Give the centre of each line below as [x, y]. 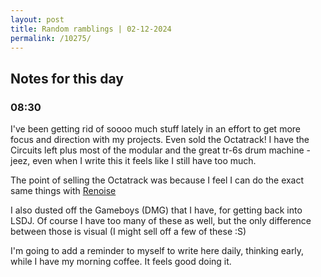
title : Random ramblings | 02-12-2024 [91, 29]
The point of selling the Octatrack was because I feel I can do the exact [157, 180]
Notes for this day [67, 78]
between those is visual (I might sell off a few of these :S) [128, 232]
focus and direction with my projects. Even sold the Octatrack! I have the [160, 140]
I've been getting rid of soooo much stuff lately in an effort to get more [155, 129]
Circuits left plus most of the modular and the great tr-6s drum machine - [161, 150]
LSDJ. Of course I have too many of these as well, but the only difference [161, 221]
